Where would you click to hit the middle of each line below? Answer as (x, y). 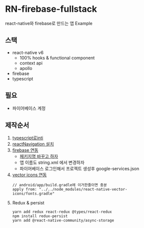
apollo (26, 68)
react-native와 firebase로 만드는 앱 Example (49, 23)
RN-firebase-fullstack (51, 9)
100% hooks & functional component (57, 58)
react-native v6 (28, 52)
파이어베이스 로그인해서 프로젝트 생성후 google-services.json (79, 169)
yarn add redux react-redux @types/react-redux (62, 212)
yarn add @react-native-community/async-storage (63, 221)
